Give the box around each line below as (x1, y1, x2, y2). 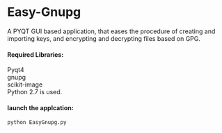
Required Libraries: (7, 50, 64, 59)
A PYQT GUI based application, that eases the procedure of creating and (7, 27, 216, 35)
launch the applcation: (7, 103, 74, 112)
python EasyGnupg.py (7, 119, 68, 126)
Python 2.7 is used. (7, 88, 63, 96)
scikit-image (7, 80, 43, 89)
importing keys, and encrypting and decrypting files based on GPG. (7, 34, 200, 42)
